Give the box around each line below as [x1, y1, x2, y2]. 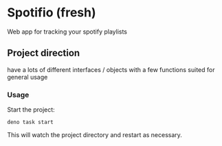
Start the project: [7, 106, 55, 114]
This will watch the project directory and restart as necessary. [7, 131, 182, 139]
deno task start [7, 119, 54, 126]
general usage [7, 73, 48, 81]
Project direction [7, 47, 80, 59]
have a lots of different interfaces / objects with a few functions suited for [7, 65, 215, 73]
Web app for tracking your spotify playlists [7, 27, 128, 36]
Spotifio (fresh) [7, 5, 96, 21]
